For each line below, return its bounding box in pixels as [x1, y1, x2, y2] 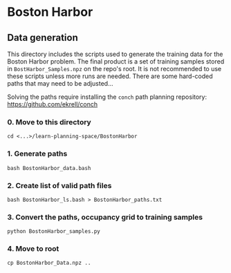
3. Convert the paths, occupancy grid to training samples [7, 212, 203, 222]
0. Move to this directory [7, 117, 91, 126]
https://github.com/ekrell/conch [7, 100, 98, 108]
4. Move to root [7, 244, 59, 254]
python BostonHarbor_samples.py [7, 228, 100, 235]
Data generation [7, 32, 78, 44]
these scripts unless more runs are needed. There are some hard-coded [7, 72, 213, 80]
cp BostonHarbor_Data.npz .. [7, 260, 91, 267]
